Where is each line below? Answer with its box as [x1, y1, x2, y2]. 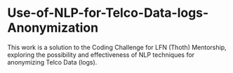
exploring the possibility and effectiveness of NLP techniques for [7, 51, 195, 59]
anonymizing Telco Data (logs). [7, 58, 98, 66]
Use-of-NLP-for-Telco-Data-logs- [7, 5, 209, 21]
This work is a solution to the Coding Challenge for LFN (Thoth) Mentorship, [7, 43, 227, 51]
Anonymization [7, 20, 99, 36]
